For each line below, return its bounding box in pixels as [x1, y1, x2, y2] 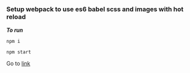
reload [6, 12, 26, 21]
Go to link [6, 60, 31, 67]
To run [6, 26, 23, 34]
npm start [6, 49, 32, 55]
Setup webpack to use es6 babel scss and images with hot [6, 5, 184, 13]
